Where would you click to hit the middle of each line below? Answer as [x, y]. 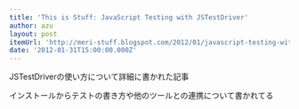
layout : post [33, 34]
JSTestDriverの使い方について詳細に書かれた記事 [99, 77]
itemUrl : [25, 42]
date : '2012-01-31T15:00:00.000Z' [73, 51]
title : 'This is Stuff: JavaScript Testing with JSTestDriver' [129, 17]
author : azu [31, 26]
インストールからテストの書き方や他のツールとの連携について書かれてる [141, 96]
